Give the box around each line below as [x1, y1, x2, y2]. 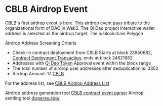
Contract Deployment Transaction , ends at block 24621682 [12, 54, 133, 60]
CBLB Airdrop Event [5, 3, 88, 15]
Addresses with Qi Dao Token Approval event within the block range [12, 60, 151, 66]
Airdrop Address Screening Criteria [5, 40, 77, 46]
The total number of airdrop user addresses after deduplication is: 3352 [12, 65, 159, 71]
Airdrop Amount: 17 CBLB [12, 70, 64, 76]
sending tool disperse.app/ [5, 95, 60, 101]
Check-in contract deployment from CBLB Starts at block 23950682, [12, 50, 152, 55]
